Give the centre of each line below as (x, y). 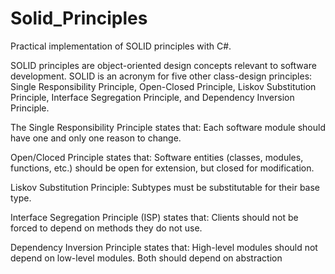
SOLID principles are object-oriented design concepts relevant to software (163, 65)
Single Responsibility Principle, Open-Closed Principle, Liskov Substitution (163, 86)
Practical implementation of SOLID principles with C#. (121, 46)
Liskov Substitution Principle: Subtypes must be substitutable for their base (165, 187)
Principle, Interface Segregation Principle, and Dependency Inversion (152, 97)
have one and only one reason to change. (96, 138)
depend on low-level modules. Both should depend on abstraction (146, 258)
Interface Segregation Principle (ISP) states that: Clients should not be (154, 217)
